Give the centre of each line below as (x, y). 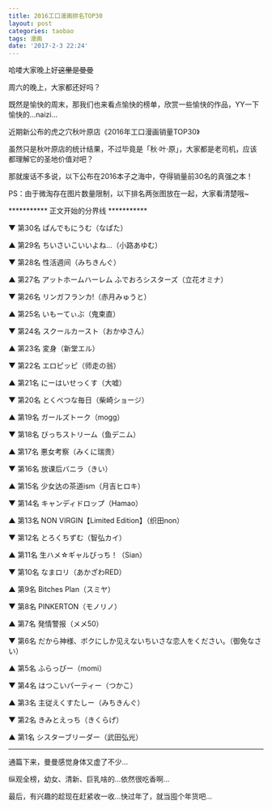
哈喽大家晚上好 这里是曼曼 (51, 70)
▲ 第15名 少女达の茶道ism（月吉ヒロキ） (77, 486)
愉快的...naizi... (33, 115)
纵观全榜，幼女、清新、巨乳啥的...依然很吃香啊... (89, 779)
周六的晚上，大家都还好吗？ (55, 87)
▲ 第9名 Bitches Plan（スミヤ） (62, 590)
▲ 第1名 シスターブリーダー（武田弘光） (76, 737)
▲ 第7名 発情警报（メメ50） (56, 624)
